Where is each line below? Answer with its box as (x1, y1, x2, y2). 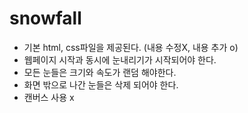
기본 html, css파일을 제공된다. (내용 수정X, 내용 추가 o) (23, 41, 239, 53)
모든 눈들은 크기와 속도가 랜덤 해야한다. (23, 66, 177, 78)
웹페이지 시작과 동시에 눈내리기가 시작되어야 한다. (23, 53, 217, 66)
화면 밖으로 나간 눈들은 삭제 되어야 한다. (23, 78, 179, 91)
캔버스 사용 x (23, 91, 75, 103)
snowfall (9, 7, 82, 30)
